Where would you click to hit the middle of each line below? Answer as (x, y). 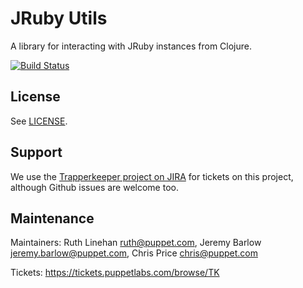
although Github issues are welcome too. (94, 187)
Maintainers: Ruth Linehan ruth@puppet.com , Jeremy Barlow (136, 243)
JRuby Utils (59, 18)
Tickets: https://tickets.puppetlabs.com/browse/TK (115, 273)
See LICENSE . (39, 121)
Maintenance (52, 218)
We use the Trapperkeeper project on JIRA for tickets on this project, (152, 176)
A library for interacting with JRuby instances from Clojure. (131, 46)
